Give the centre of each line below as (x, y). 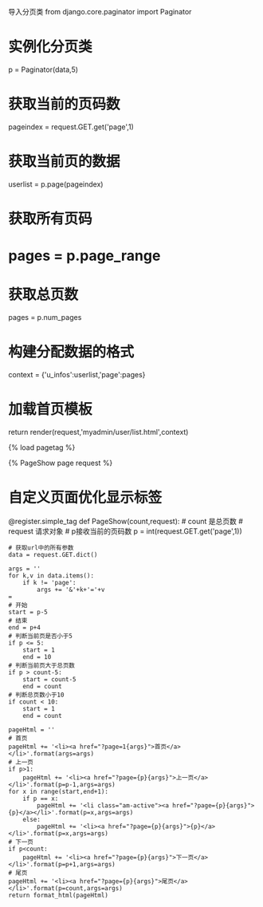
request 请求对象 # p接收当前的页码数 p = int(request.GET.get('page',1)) (126, 531)
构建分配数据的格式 (71, 352)
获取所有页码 (51, 219)
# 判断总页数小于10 (36, 695)
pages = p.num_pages (45, 317)
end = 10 (37, 657)
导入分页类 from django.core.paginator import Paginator (100, 12)
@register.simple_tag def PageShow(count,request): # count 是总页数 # (126, 521)
